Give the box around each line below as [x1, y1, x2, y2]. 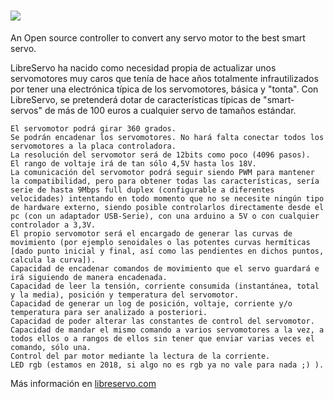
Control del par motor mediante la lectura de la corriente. [10, 351, 271, 361]
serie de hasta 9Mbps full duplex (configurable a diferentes [10, 185, 275, 195]
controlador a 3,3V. [10, 220, 97, 230]
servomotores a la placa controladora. [10, 141, 177, 151]
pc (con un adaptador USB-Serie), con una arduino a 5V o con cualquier [10, 211, 320, 221]
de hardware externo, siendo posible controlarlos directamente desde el [10, 202, 325, 212]
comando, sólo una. [10, 342, 92, 352]
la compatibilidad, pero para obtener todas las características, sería [10, 176, 320, 186]
